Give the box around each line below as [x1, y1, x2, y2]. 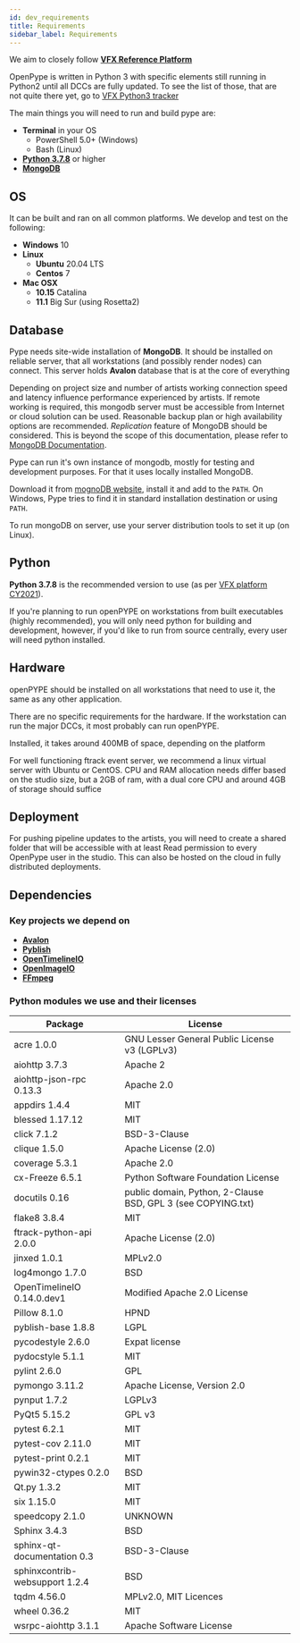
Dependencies [9, 887, 92, 903]
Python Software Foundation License [124, 1172, 279, 1184]
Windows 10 [21, 240, 70, 250]
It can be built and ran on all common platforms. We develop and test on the [9, 213, 288, 223]
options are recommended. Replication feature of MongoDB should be [9, 421, 268, 431]
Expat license [124, 1335, 181, 1348]
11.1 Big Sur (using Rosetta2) [35, 297, 140, 308]
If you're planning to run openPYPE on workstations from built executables [9, 605, 284, 617]
